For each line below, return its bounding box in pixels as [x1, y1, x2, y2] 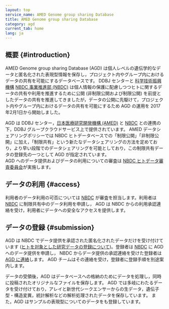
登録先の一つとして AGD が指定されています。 [14, 151, 109, 157]
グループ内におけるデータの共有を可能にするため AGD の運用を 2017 [18, 103, 160, 109]
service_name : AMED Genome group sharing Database [5, 12, 114, 17]
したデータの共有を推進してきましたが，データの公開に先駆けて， [5, 96, 142, 102]
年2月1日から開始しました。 [5, 109, 63, 115]
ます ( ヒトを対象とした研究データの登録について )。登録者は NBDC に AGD [9, 244, 164, 250]
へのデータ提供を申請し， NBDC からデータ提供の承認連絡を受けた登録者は [5, 250, 162, 256]
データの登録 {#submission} [5, 223, 95, 232]
